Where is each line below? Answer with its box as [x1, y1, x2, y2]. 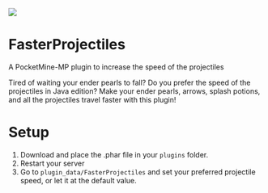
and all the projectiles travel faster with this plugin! [8, 94, 177, 104]
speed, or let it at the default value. [19, 175, 138, 185]
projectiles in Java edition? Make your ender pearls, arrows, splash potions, [8, 86, 261, 96]
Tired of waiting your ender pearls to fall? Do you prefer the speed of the [8, 78, 251, 87]
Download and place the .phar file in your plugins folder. [19, 149, 209, 159]
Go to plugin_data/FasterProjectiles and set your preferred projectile [19, 166, 257, 177]
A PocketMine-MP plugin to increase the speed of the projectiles [8, 61, 224, 72]
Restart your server [19, 158, 85, 168]
